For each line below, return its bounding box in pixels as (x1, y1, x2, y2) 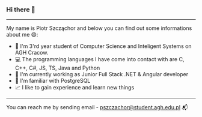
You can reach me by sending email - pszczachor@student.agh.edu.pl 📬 (6, 104, 188, 111)
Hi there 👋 (6, 5, 36, 14)
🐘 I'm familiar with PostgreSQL (14, 77, 91, 85)
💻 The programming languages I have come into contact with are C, (14, 56, 185, 63)
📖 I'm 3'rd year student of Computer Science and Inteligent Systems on (14, 43, 192, 50)
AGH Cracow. (14, 49, 49, 56)
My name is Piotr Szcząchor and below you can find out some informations (6, 25, 192, 32)
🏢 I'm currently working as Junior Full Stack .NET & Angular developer (14, 71, 188, 78)
